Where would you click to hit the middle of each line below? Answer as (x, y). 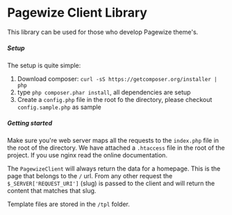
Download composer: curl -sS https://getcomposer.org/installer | (117, 78)
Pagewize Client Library (77, 13)
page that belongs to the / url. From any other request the (90, 175)
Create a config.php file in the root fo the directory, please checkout (115, 99)
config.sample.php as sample (59, 107)
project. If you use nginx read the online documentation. (88, 155)
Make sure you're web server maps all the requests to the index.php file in (113, 140)
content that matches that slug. (52, 190)
